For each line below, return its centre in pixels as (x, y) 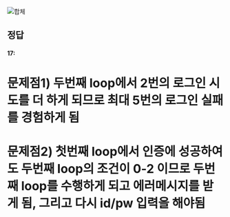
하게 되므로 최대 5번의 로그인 (122, 101)
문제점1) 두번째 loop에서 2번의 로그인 (107, 83)
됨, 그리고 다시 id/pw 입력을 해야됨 (113, 204)
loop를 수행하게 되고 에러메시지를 (110, 186)
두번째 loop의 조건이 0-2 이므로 (106, 169)
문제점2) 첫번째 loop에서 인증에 (92, 152)
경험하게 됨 (50, 118)
